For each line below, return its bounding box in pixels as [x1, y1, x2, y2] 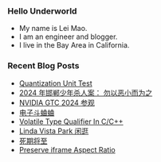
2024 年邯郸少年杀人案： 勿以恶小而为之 [18, 87, 153, 97]
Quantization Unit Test [18, 78, 92, 88]
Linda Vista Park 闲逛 [18, 125, 89, 136]
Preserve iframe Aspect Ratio [18, 145, 116, 154]
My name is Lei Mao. [18, 24, 88, 33]
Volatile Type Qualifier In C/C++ [18, 117, 124, 126]
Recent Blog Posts [7, 60, 80, 71]
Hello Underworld [7, 6, 77, 17]
